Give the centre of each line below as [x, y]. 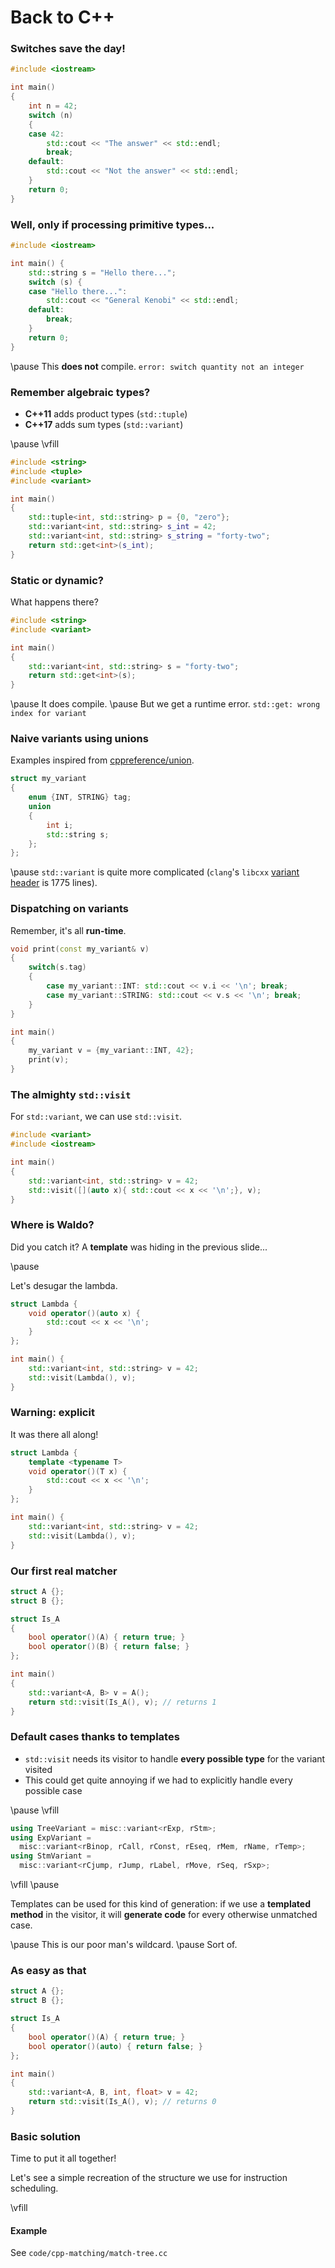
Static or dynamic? [57, 580]
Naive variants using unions [79, 739]
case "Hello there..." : [78, 291]
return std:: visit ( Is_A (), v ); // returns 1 [122, 1702]
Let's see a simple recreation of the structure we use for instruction [149, 2178]
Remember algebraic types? [80, 392]
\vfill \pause [35, 1885]
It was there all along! [54, 1434]
